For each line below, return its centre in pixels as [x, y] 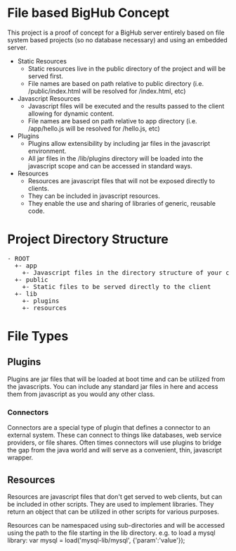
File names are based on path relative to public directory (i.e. [116, 83]
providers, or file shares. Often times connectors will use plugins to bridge [114, 442]
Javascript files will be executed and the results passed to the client [126, 106]
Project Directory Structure [88, 239]
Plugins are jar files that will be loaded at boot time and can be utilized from [116, 379]
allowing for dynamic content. [71, 113]
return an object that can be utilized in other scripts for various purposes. [113, 512]
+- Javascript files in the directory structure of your [122, 272]
